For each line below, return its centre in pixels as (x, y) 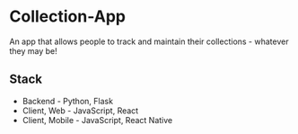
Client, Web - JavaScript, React (80, 111)
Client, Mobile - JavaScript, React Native (97, 120)
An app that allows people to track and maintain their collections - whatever (149, 41)
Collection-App (68, 17)
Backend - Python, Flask (68, 101)
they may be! (34, 50)
